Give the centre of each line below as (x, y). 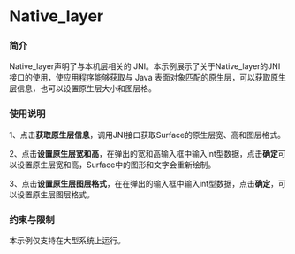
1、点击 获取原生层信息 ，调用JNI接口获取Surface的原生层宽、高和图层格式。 (147, 135)
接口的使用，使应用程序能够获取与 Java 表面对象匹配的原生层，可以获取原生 (148, 78)
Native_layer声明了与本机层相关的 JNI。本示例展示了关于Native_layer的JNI (145, 66)
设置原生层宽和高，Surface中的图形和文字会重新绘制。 (116, 165)
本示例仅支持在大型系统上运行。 (67, 241)
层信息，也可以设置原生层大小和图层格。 (83, 89)
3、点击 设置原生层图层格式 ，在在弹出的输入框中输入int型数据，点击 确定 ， (144, 183)
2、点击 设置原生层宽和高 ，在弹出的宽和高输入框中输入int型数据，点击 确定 (144, 153)
